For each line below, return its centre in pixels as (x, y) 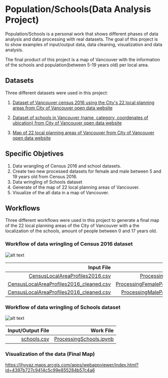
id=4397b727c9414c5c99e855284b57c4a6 (50, 370)
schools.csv (35, 339)
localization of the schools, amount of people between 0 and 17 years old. (81, 231)
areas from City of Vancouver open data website (62, 108)
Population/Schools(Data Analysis (78, 9)
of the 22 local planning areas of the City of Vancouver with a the (72, 226)
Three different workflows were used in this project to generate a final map (82, 220)
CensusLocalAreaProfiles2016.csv (70, 276)
